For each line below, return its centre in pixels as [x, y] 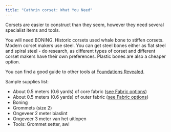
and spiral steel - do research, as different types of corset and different [80, 51]
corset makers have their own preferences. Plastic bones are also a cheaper [86, 56]
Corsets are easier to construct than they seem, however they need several [85, 25]
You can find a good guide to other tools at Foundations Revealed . [75, 72]
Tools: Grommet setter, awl [41, 124]
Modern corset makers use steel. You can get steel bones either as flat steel [85, 45]
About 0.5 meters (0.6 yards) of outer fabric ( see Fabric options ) [81, 97]
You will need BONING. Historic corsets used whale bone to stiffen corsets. [84, 40]
